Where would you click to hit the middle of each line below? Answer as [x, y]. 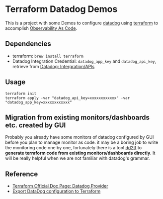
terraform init [21, 94]
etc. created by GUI [36, 125]
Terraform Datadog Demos [61, 9]
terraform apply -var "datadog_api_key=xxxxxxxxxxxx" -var [68, 98]
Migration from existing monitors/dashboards [78, 117]
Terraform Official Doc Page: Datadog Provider [60, 186]
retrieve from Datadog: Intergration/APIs [53, 66]
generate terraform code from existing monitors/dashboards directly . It [80, 153]
